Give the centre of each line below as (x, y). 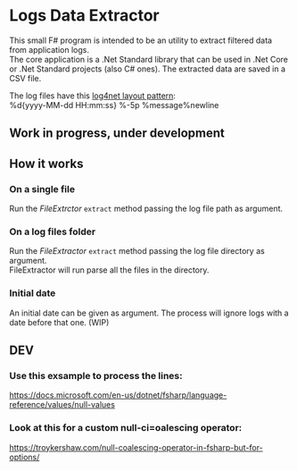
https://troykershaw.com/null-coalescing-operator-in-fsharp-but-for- (136, 447)
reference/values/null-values (62, 405)
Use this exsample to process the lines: (96, 375)
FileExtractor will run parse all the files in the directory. (109, 270)
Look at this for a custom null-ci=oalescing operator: (126, 428)
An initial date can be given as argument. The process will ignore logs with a (149, 313)
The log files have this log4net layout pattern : (93, 96)
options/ (25, 457)
